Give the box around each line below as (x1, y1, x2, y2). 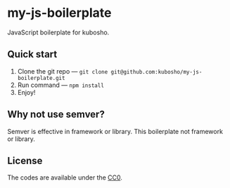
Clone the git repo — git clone (17, 67, 108, 75)
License (7, 154, 43, 166)
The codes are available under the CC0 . (7, 173, 123, 182)
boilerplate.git (17, 74, 65, 81)
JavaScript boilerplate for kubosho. (7, 28, 110, 36)
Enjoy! (17, 88, 36, 96)
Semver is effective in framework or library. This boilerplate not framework (7, 127, 224, 135)
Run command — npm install (17, 81, 104, 89)
